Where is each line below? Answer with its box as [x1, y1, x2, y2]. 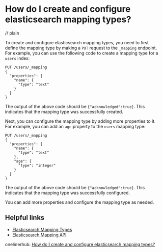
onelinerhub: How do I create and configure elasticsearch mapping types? [5, 241, 155, 247]
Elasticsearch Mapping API [12, 232, 67, 238]
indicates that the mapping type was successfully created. [5, 109, 124, 114]
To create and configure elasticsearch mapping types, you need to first [5, 39, 149, 45]
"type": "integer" [18, 163, 56, 168]
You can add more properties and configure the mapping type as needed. [5, 199, 154, 205]
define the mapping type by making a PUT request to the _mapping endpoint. [5, 45, 157, 51]
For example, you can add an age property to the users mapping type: [5, 123, 146, 129]
